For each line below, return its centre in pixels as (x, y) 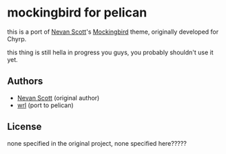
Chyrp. (17, 38)
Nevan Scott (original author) (58, 98)
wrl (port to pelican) (45, 105)
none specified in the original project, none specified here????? (97, 143)
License (24, 127)
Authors (25, 81)
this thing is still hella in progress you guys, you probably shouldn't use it (110, 52)
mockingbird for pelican (77, 13)
